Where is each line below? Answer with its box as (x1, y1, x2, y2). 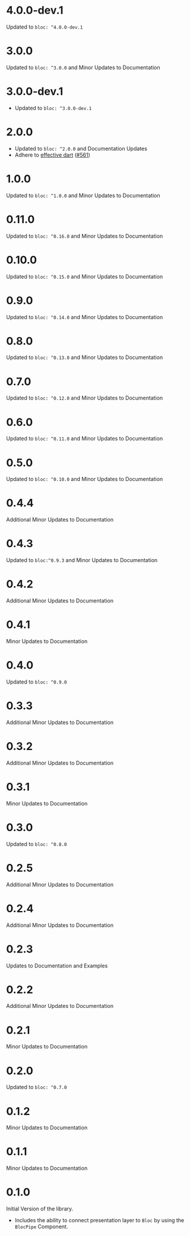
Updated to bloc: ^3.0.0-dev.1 (14, 104, 92, 111)
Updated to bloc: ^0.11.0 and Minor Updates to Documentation (6, 435, 163, 442)
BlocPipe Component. (14, 1223, 68, 1230)
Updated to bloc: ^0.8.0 (6, 840, 67, 847)
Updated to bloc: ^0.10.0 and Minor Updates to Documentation (6, 476, 163, 483)
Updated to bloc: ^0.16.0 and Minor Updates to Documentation (6, 232, 163, 239)
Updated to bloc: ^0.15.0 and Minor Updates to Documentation (6, 273, 163, 280)
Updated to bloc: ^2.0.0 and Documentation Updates (14, 145, 147, 152)
